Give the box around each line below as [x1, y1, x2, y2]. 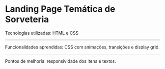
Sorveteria [5, 14, 49, 25]
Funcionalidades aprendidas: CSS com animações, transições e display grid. [5, 44, 160, 50]
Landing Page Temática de [5, 3, 115, 15]
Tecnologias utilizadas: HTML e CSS [5, 30, 79, 36]
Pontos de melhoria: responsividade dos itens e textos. [5, 58, 116, 64]
